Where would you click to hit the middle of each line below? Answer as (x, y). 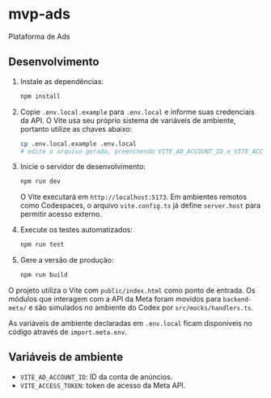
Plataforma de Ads (39, 36)
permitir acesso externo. (61, 214)
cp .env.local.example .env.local (78, 144)
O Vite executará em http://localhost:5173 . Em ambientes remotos (133, 197)
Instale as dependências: (61, 81)
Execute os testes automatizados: (76, 230)
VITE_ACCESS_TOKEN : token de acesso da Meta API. (103, 385)
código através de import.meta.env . (68, 332)
